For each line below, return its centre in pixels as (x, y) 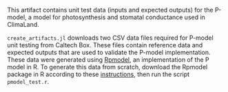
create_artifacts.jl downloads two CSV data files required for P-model (110, 38)
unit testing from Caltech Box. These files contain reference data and (105, 45)
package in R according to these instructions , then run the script (99, 74)
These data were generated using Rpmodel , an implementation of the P (108, 60)
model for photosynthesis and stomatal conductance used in (119, 17)
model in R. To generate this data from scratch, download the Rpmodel (107, 67)
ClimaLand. (23, 24)
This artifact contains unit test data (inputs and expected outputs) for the (110, 10)
